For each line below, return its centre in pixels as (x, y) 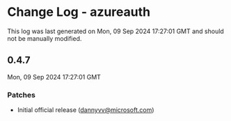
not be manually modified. (45, 38)
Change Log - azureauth (79, 12)
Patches (22, 95)
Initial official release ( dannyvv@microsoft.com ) (86, 110)
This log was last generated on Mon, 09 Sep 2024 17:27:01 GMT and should (115, 31)
